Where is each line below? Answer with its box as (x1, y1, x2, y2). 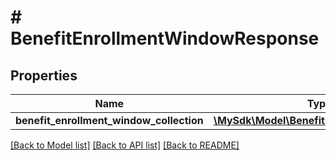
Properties (10, 67, 78, 84)
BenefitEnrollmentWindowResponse (10, 27, 320, 50)
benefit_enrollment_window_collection (15, 114, 204, 127)
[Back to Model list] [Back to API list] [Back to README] (10, 139, 240, 151)
